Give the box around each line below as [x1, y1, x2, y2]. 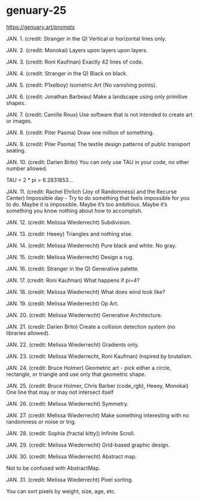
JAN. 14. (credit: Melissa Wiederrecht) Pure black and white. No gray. [6, 242, 177, 249]
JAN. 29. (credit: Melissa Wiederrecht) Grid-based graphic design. [6, 441, 170, 448]
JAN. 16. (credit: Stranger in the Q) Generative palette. [6, 265, 139, 272]
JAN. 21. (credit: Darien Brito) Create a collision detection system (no [6, 323, 176, 330]
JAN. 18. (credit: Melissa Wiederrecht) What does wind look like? [6, 288, 166, 295]
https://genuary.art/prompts [6, 23, 75, 31]
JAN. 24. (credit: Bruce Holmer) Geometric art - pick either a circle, [6, 364, 172, 371]
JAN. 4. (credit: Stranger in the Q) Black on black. [6, 69, 128, 77]
